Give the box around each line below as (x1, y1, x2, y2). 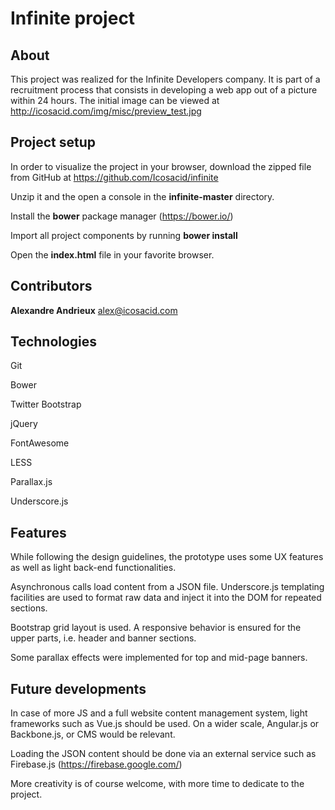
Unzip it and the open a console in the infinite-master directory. (10, 190, 275, 202)
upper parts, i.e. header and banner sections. (10, 632, 197, 644)
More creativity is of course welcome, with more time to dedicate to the (10, 778, 305, 790)
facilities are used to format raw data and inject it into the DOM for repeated (10, 592, 322, 604)
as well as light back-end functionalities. (10, 562, 177, 574)
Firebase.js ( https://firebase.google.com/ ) (10, 758, 183, 771)
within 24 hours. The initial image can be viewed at (10, 95, 220, 106)
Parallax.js (10, 476, 53, 488)
